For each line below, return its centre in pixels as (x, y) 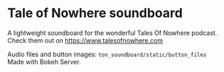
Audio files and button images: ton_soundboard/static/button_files (107, 54)
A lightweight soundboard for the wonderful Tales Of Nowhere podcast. (112, 33)
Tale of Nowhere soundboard (95, 13)
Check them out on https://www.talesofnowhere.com (85, 40)
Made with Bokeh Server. (44, 61)
